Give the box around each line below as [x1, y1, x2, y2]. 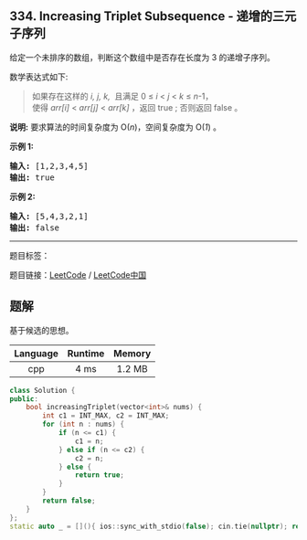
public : [9, 394, 39, 404]
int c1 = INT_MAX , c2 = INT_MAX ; [42, 411, 170, 420]
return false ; [42, 496, 96, 505]
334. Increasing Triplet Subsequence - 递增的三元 [9, 8, 297, 25]
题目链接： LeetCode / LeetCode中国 [9, 269, 147, 281]
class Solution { [9, 386, 76, 395]
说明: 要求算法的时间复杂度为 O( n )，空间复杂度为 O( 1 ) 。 [9, 122, 222, 132]
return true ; [74, 471, 125, 480]
